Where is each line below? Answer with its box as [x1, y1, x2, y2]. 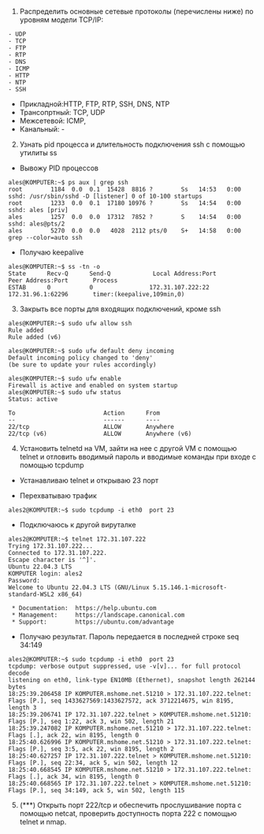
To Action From [8, 409, 160, 417]
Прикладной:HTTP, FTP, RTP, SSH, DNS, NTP [19, 99, 170, 109]
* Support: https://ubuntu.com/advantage [11, 618, 175, 626]
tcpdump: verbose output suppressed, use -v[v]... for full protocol [8, 662, 242, 670]
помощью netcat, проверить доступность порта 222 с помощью [19, 809, 237, 818]
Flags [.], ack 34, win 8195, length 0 [8, 773, 139, 780]
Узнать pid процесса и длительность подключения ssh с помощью [19, 140, 246, 149]
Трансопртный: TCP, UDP [19, 108, 106, 117]
